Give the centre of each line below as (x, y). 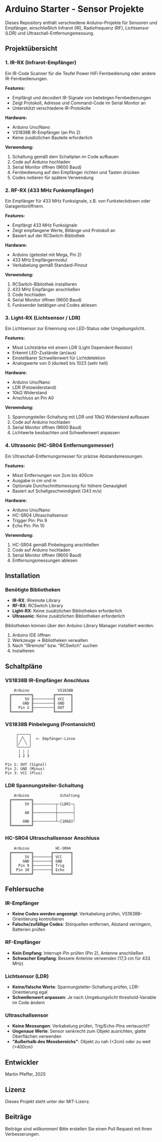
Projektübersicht (31, 48)
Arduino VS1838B (44, 690)
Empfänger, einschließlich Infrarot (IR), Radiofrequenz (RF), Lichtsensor (77, 28)
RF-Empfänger (23, 942)
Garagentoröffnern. (24, 206)
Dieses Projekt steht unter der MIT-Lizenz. (48, 1101)
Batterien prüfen (29, 930)
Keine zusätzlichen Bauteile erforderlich (52, 137)
